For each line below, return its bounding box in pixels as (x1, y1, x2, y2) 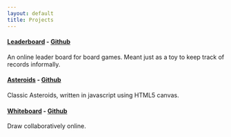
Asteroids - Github (7, 76, 61, 84)
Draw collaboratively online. (7, 122, 86, 130)
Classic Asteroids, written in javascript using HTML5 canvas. (7, 90, 179, 99)
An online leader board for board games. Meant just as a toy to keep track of (7, 53, 225, 61)
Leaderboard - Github (7, 38, 71, 46)
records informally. (7, 60, 61, 68)
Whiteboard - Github (7, 107, 68, 115)
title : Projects (7, 16, 54, 23)
